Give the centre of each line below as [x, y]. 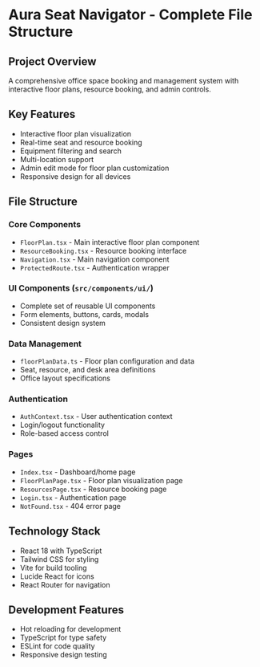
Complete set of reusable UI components [88, 306]
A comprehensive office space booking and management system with [124, 81]
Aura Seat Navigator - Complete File [130, 15]
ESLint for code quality [57, 646]
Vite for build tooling [53, 567]
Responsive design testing [63, 655]
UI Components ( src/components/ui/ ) [81, 288]
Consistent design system [63, 323]
